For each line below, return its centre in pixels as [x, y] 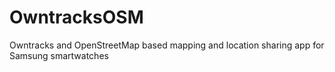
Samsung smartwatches [59, 55]
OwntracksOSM [76, 17]
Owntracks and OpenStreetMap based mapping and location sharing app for [167, 45]
